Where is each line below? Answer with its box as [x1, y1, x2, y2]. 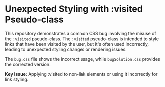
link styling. [5, 76, 29, 82]
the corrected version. [5, 61, 51, 67]
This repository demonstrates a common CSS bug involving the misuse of [5, 30, 156, 36]
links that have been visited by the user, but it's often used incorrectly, [5, 41, 149, 47]
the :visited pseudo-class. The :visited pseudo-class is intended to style [5, 36, 159, 42]
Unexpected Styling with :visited [5, 3, 143, 15]
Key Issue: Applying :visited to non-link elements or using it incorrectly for [5, 71, 158, 77]
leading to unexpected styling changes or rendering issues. [5, 46, 127, 52]
